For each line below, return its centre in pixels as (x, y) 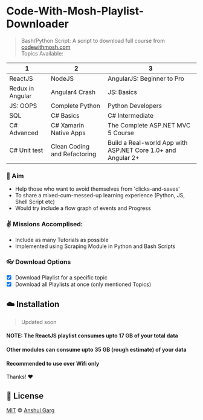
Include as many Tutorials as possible (62, 240)
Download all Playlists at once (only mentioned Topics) (83, 284)
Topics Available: (42, 53)
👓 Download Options (39, 262)
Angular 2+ (124, 157)
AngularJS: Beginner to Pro (146, 78)
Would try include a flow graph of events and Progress (83, 208)
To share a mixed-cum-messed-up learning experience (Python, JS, (100, 196)
